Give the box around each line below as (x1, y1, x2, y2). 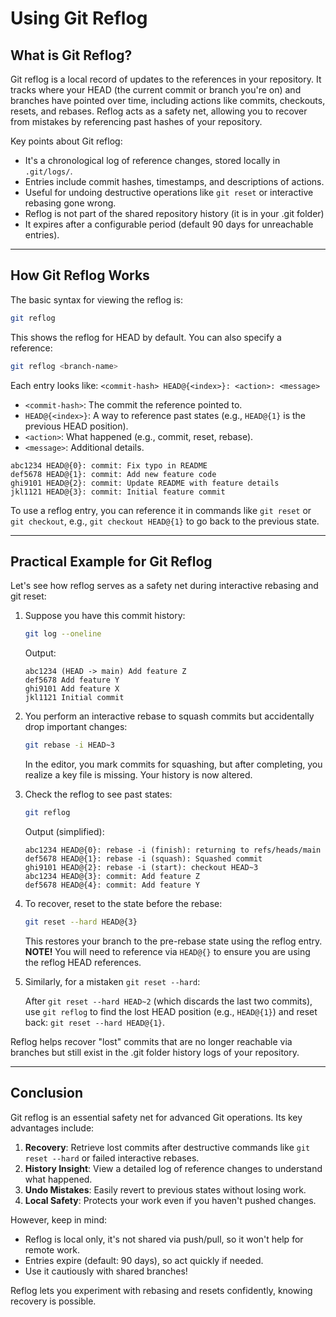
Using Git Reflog (10, 7, 148, 30)
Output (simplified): (24, 826, 105, 837)
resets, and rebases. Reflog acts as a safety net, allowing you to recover (10, 105, 308, 117)
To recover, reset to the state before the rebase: (24, 898, 223, 909)
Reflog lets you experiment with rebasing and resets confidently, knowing (10, 1284, 313, 1296)
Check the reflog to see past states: (24, 788, 173, 801)
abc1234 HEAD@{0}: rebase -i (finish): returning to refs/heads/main (24, 845, 322, 855)
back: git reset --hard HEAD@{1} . (24, 1016, 166, 1028)
